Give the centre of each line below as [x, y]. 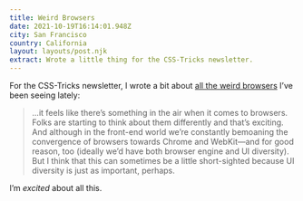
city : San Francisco [49, 34]
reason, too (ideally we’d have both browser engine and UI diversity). [160, 151]
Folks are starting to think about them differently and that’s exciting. [157, 122]
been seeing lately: [45, 95]
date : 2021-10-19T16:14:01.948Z [70, 26]
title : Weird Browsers [52, 18]
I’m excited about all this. [56, 188]
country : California [49, 43]
